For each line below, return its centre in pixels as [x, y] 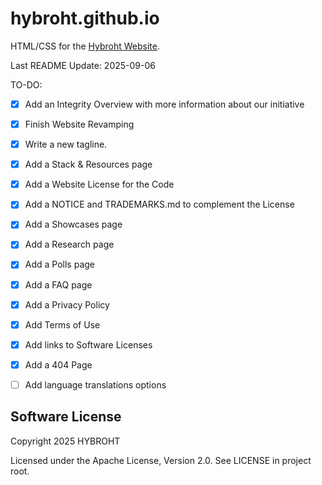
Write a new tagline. [66, 144]
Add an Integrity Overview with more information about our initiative [164, 104]
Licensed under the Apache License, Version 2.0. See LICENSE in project [161, 460]
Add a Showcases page [73, 224]
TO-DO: [26, 84]
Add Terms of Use [62, 324]
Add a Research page [69, 244]
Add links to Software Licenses [88, 344]
